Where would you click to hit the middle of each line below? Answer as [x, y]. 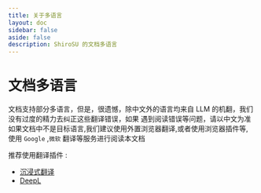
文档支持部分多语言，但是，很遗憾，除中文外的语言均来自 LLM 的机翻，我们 [131, 109]
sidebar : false [33, 30]
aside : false [29, 37]
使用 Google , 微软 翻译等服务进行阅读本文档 [77, 139]
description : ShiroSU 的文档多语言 [63, 45]
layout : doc [28, 23]
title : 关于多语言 [35, 15]
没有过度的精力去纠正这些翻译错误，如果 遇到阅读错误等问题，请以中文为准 [130, 119]
